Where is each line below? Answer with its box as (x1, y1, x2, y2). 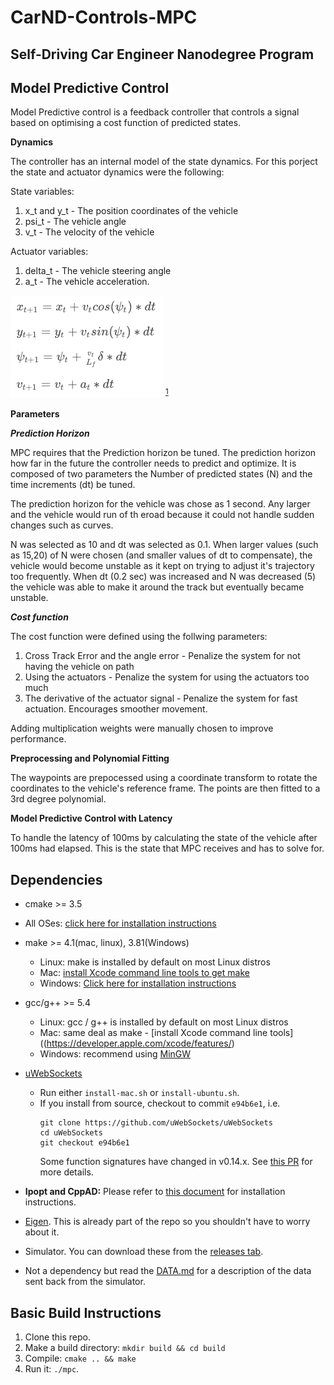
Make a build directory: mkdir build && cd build (24, 1342, 226, 1354)
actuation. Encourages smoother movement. (24, 703, 208, 715)
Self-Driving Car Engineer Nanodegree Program (10, 46, 315, 63)
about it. (24, 1226, 60, 1238)
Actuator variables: (10, 246, 89, 258)
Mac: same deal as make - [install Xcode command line (39, 1027, 268, 1039)
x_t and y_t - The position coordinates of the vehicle (24, 205, 239, 217)
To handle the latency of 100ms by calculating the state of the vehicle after (10, 832, 318, 844)
